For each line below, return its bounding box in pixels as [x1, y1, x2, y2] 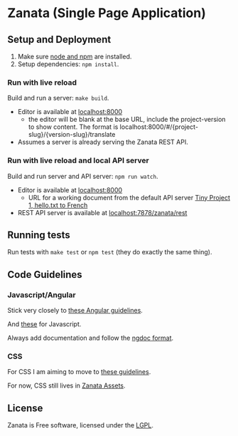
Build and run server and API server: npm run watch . [7, 172, 158, 180]
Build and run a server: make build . [7, 94, 109, 103]
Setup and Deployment [7, 33, 112, 46]
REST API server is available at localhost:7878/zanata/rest [17, 208, 188, 217]
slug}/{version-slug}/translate [28, 130, 116, 139]
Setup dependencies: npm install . [17, 60, 119, 68]
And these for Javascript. [7, 320, 82, 328]
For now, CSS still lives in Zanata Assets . [7, 381, 126, 390]
